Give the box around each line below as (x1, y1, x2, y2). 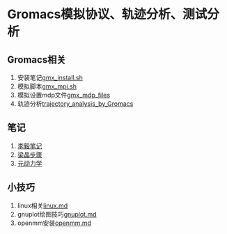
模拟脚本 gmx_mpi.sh (17, 82, 77, 91)
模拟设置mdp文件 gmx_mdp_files (17, 91, 110, 99)
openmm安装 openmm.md (17, 219, 92, 227)
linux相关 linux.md (17, 201, 68, 210)
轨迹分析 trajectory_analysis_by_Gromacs (17, 100, 134, 108)
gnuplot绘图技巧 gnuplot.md (17, 210, 97, 218)
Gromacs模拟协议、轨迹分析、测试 (7, 6, 208, 22)
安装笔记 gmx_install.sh (17, 74, 84, 81)
